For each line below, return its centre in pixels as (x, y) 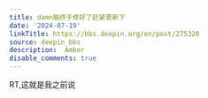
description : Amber (47, 50)
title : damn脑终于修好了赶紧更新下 (67, 17)
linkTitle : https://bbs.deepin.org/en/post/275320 (104, 34)
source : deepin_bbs (45, 42)
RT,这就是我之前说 (42, 84)
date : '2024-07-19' (45, 26)
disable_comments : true (53, 58)
